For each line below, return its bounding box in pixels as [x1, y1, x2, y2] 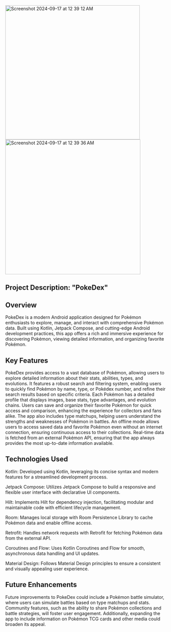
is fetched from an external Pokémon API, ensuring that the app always [5, 435, 155, 441]
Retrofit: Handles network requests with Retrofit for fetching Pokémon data [5, 529, 162, 536]
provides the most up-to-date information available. [5, 440, 114, 446]
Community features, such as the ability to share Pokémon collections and [5, 604, 162, 611]
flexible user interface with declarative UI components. [5, 489, 120, 495]
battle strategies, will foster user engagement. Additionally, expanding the [5, 610, 161, 616]
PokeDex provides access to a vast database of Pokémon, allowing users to [5, 370, 165, 376]
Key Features [5, 356, 48, 365]
